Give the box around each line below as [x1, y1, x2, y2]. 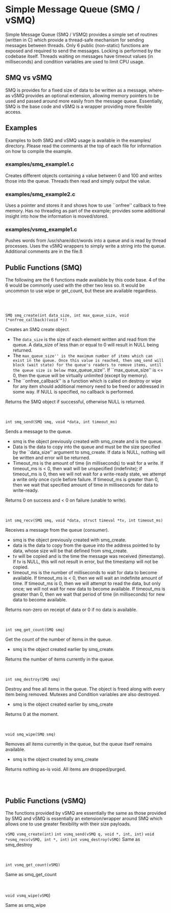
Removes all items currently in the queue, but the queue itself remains [5, 741, 152, 747]
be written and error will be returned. [12, 454, 90, 461]
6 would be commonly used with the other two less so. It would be [5, 282, 145, 289]
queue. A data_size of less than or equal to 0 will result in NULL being [12, 342, 159, 348]
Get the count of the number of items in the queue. [5, 636, 112, 643]
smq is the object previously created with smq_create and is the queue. [12, 439, 163, 445]
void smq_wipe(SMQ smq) [5, 732, 56, 737]
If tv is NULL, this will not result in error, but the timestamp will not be [12, 559, 158, 565]
